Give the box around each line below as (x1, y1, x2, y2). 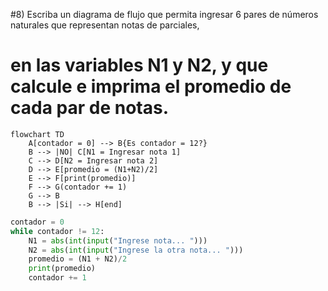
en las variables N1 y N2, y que (10, 54, 269, 77)
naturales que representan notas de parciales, (10, 19, 200, 31)
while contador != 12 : (10, 226, 105, 236)
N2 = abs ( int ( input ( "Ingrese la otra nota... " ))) (28, 245, 244, 255)
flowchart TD (10, 129, 65, 139)
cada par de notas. (10, 97, 169, 119)
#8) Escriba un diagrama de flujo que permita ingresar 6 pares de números (10, 9, 319, 20)
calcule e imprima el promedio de (10, 75, 292, 98)
